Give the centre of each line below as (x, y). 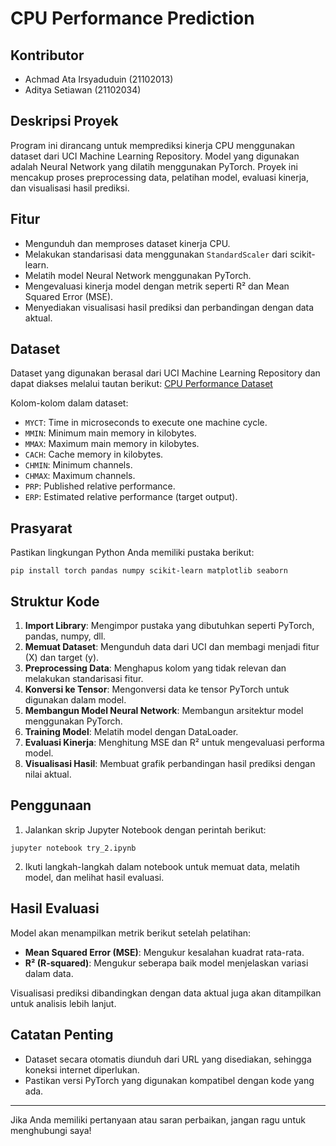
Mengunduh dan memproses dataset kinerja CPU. (127, 243)
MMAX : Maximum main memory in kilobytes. (112, 444)
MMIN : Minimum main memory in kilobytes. (110, 433)
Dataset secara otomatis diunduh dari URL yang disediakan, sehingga (168, 1059)
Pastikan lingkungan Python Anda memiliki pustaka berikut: (132, 553)
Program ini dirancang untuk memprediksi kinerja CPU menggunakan (153, 145)
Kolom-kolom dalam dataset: (69, 403)
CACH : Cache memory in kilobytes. (94, 454)
